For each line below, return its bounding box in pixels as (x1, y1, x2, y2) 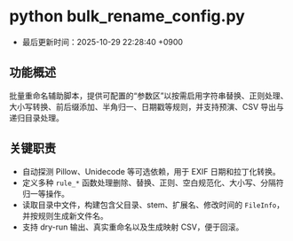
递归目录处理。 (9, 113, 64, 123)
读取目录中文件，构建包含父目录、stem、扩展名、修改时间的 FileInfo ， (21, 199, 285, 210)
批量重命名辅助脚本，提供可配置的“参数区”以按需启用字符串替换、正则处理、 (9, 90, 289, 101)
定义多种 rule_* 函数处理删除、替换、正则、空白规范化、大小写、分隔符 (21, 177, 284, 188)
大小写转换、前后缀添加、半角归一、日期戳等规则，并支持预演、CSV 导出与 (9, 101, 284, 112)
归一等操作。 (21, 188, 69, 198)
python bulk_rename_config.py (9, 6, 246, 27)
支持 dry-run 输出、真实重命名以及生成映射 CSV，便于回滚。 (21, 222, 244, 232)
